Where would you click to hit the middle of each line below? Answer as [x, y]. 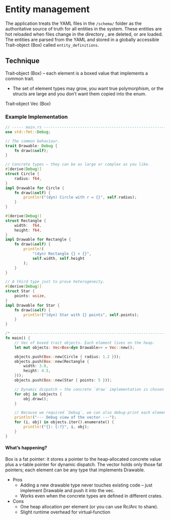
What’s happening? [26, 448]
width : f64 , [28, 225]
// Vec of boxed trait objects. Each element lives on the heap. [85, 343]
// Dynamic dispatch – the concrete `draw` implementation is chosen [89, 389]
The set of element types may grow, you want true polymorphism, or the [88, 88]
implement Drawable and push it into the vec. [67, 490]
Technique [22, 61]
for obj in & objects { [38, 394]
